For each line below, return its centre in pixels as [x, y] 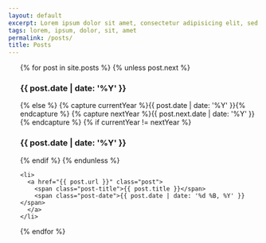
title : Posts [30, 45]
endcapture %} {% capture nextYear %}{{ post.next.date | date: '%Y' [133, 114]
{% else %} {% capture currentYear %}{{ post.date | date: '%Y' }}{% [133, 106]
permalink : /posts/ [41, 38]
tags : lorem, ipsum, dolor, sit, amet [72, 30]
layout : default [35, 15]
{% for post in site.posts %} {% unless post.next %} [105, 67]
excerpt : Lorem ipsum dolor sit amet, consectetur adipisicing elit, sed [133, 23]
